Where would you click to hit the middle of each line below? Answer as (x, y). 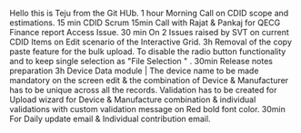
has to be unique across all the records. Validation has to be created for (143, 90)
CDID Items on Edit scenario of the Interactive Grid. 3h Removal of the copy (151, 42)
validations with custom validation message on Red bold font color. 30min (148, 109)
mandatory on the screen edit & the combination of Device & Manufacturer (149, 80)
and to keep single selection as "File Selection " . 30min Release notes (141, 61)
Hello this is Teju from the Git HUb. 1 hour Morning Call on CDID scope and (149, 13)
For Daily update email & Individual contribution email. (110, 119)
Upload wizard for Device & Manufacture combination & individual (133, 100)
